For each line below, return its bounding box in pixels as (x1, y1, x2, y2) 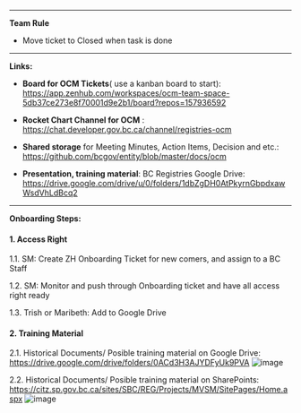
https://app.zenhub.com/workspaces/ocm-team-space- (21, 88, 230, 99)
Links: (9, 61, 33, 72)
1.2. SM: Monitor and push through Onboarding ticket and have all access (9, 280, 280, 291)
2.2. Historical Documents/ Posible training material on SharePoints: (9, 374, 260, 385)
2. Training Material (9, 328, 83, 339)
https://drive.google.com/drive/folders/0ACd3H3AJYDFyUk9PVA (9, 357, 250, 368)
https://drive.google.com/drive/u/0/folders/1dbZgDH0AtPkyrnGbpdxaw (21, 178, 286, 188)
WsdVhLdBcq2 (21, 187, 78, 198)
